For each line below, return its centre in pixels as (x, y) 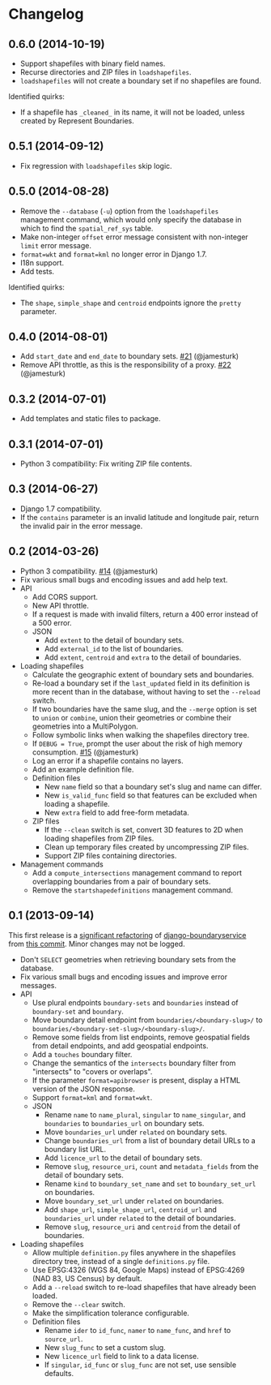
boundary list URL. (75, 1149)
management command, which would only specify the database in (131, 219)
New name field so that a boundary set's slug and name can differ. (153, 786)
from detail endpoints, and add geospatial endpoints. (120, 1045)
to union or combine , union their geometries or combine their (132, 717)
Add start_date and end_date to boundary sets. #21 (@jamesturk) (129, 356)
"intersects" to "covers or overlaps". (92, 1071)
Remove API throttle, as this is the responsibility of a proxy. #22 (126, 365)
